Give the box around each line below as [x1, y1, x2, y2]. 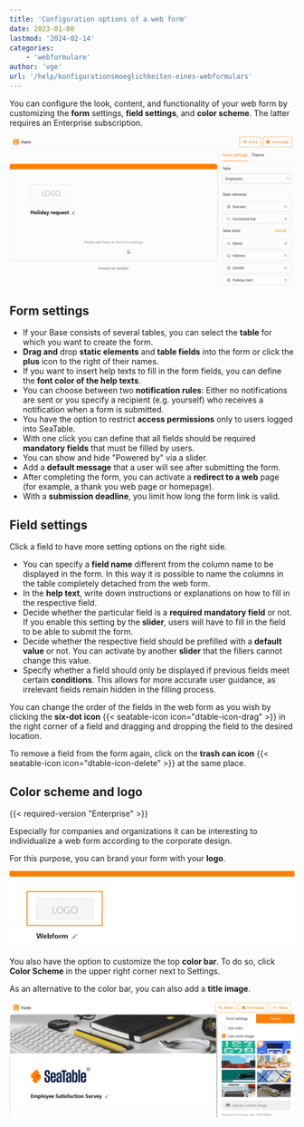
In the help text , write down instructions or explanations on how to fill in [22, 588, 290, 598]
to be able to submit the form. [22, 627, 134, 637]
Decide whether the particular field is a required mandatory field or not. [22, 607, 292, 618]
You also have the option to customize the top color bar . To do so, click [9, 957, 276, 967]
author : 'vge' [9, 63, 63, 72]
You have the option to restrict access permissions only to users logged [22, 413, 294, 425]
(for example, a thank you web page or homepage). [22, 481, 214, 492]
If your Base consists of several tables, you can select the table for [22, 327, 272, 338]
